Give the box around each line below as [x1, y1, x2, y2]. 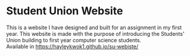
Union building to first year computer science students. [6, 36, 142, 43]
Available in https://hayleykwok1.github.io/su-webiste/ [6, 43, 139, 50]
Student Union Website [6, 4, 123, 18]
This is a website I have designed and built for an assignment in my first [6, 24, 182, 31]
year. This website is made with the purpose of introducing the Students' [6, 30, 185, 37]
